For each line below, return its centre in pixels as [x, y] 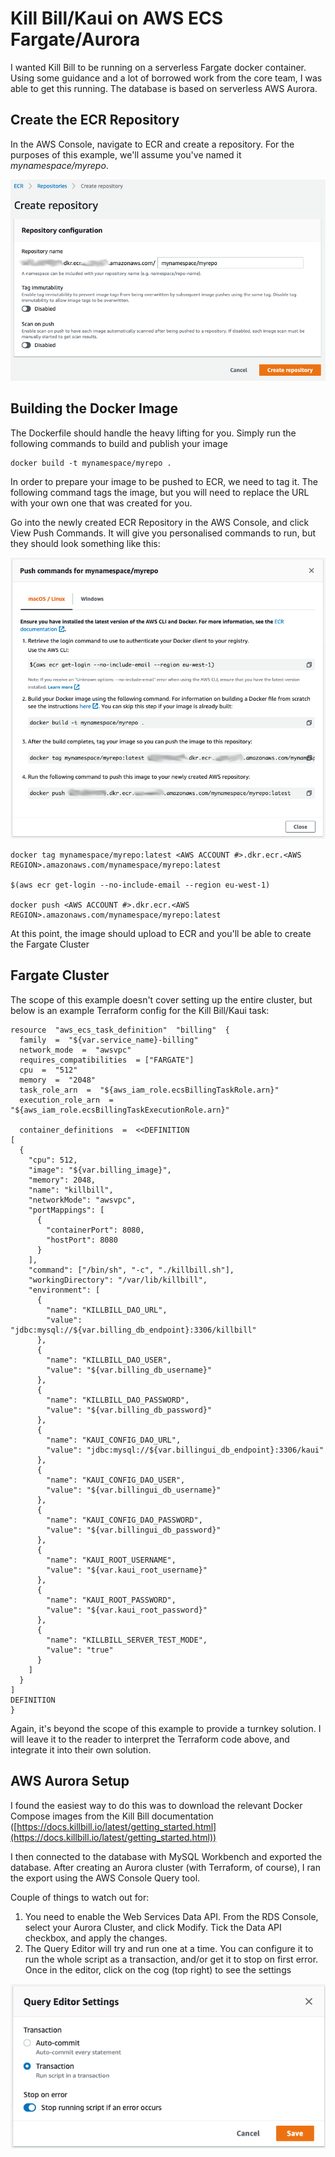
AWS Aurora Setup [70, 1781]
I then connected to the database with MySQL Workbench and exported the [166, 1856]
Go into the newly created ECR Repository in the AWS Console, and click [160, 522]
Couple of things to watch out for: [80, 1897]
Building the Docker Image [94, 408]
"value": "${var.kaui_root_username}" [127, 1570]
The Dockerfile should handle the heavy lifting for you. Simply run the [153, 433]
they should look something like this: [85, 543]
